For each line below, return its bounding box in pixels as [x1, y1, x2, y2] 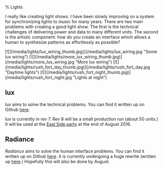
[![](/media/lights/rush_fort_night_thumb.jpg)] [40, 69, 131, 75]
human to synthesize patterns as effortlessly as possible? [5, 39, 120, 45]
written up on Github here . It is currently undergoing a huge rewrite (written [5, 153, 156, 159]
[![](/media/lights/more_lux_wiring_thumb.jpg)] [29, 54, 123, 60]
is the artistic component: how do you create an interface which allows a [5, 34, 151, 40]
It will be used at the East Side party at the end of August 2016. [5, 121, 131, 127]
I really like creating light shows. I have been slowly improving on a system [5, 14, 154, 19]
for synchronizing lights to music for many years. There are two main [5, 19, 144, 24]
